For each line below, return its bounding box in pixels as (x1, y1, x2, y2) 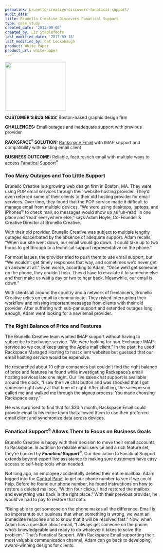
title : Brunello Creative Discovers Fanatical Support (5, 16, 119, 21)
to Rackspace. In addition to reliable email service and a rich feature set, (5, 444, 150, 450)
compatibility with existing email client (5, 145, 82, 151)
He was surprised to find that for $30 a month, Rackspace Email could (5, 404, 146, 411)
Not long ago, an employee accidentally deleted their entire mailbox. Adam (5, 470, 155, 476)
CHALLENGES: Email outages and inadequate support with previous (5, 124, 142, 130)
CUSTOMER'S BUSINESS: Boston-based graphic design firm (5, 114, 127, 120)
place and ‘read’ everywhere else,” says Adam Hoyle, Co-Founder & (5, 215, 142, 221)
